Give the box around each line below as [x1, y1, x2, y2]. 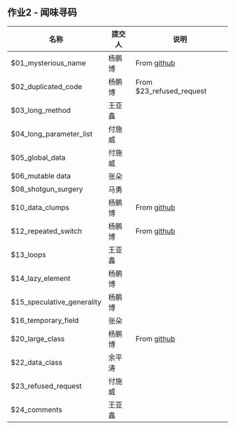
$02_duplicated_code [10, 81, 83, 91]
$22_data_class [10, 357, 63, 367]
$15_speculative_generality [10, 297, 101, 307]
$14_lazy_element [10, 273, 71, 283]
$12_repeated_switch [10, 226, 83, 236]
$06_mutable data [10, 171, 71, 181]
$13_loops [10, 249, 47, 259]
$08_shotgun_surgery [10, 184, 83, 194]
